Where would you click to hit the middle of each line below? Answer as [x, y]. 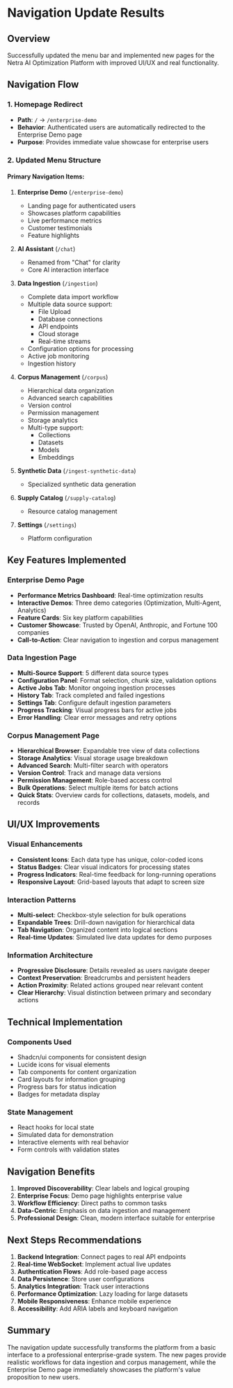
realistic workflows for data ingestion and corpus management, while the [112, 1362]
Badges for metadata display [58, 1094]
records [29, 803]
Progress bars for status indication [67, 1087]
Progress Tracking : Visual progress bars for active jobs [97, 710]
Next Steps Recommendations [74, 1240]
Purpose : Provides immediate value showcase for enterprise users [113, 142]
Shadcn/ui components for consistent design [82, 1057]
